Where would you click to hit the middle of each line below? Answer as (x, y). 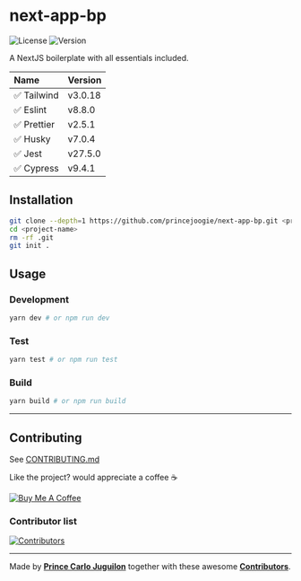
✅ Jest (28, 154)
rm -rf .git (31, 238)
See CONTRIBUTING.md (55, 459)
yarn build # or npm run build (68, 401)
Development (39, 299)
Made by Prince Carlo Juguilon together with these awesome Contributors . (150, 567)
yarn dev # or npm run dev (60, 318)
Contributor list (43, 521)
